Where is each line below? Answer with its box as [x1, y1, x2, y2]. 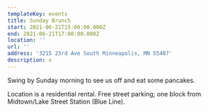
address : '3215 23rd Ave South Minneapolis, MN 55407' [7, 50, 173, 57]
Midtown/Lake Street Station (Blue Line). [7, 97, 125, 106]
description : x [7, 57, 52, 64]
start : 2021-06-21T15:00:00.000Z [7, 23, 106, 30]
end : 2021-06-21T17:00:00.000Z [7, 30, 100, 38]
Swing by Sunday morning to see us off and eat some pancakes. [7, 76, 196, 84]
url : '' [7, 43, 30, 50]
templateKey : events [7, 10, 69, 18]
